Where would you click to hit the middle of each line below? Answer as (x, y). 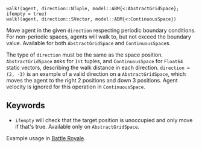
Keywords (26, 106)
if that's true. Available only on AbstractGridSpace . (77, 126)
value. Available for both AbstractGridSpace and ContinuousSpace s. (88, 43)
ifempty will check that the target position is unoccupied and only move (104, 120)
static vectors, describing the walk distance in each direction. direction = (98, 67)
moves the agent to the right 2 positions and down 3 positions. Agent (92, 80)
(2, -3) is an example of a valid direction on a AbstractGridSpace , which (96, 74)
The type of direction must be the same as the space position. (85, 55)
